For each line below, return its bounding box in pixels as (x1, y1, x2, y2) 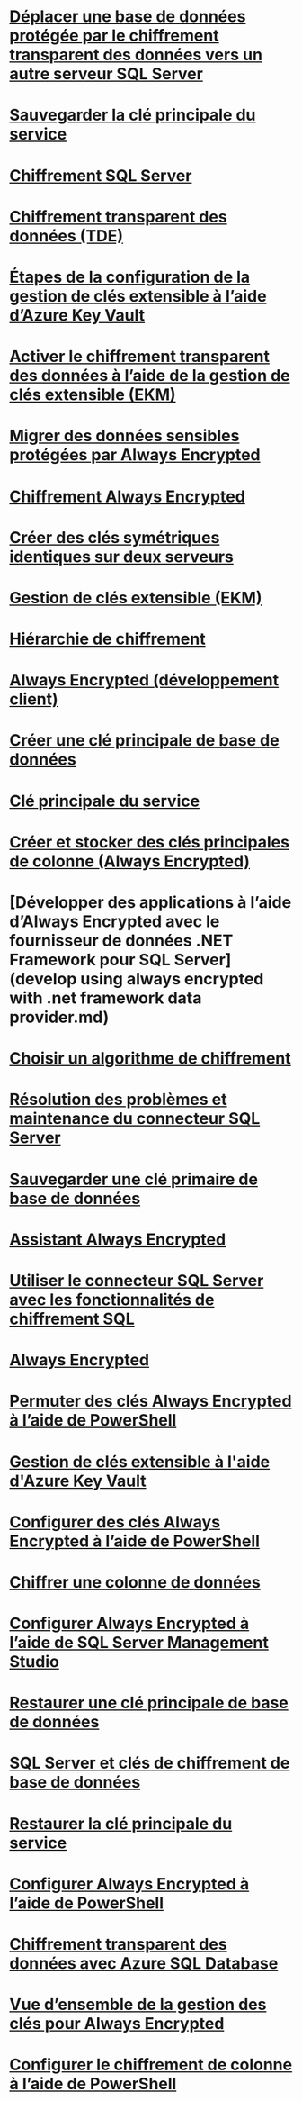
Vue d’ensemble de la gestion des (9, 1995, 267, 2015)
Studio (9, 1652, 60, 1672)
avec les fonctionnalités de (9, 1290, 215, 1309)
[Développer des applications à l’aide (9, 892, 292, 912)
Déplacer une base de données (9, 6, 246, 27)
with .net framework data (9, 988, 202, 1008)
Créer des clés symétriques (9, 527, 220, 548)
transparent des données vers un (9, 45, 263, 65)
